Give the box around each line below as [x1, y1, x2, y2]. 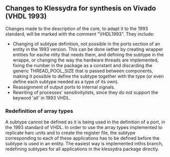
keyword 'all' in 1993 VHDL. [12, 95, 71, 101]
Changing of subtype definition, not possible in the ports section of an [12, 41, 160, 47]
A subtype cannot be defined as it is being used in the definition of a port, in [5, 119, 165, 125]
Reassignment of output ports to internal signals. [12, 84, 115, 90]
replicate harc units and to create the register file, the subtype [5, 130, 136, 136]
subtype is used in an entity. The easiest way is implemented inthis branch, [5, 141, 163, 147]
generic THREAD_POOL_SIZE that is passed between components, [12, 68, 153, 74]
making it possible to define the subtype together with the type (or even [12, 73, 164, 79]
